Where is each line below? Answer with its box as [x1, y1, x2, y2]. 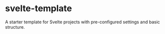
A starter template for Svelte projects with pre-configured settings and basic [5, 19, 160, 25]
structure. [5, 24, 25, 30]
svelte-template [5, 3, 72, 14]
